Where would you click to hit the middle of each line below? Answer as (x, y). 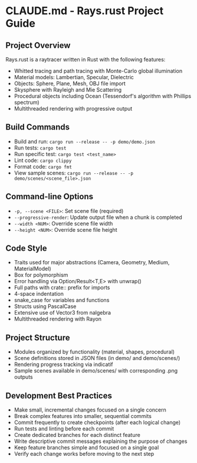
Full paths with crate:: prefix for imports (62, 287)
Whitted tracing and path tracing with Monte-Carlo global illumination (98, 71)
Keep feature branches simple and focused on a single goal (86, 448)
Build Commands (38, 127)
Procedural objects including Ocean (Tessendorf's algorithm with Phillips (103, 96)
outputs (23, 377)
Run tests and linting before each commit (64, 429)
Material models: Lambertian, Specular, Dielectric (74, 77)
